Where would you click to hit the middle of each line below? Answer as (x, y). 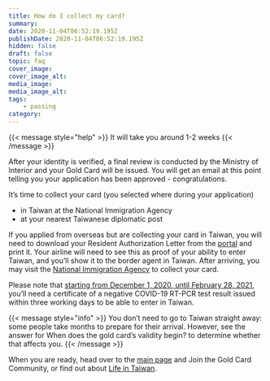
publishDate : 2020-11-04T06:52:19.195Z (76, 39)
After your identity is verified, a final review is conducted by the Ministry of (133, 162)
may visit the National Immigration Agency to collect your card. (114, 269)
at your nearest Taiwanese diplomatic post (91, 219)
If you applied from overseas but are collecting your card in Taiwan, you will (135, 235)
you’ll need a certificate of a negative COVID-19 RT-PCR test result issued (132, 294)
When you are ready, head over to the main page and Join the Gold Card (130, 359)
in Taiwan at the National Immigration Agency (96, 210)
